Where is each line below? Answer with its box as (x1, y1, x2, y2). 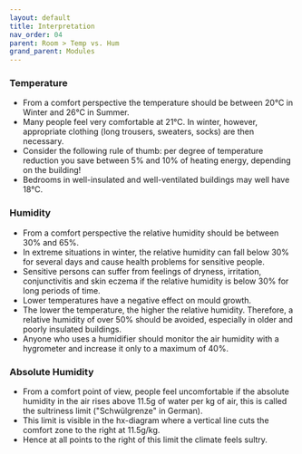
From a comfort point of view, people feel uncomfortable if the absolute (22, 386, 290, 397)
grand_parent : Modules (9, 47, 95, 56)
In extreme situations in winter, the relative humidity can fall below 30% (22, 246, 290, 257)
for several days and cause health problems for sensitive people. (22, 256, 265, 267)
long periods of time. (22, 285, 102, 295)
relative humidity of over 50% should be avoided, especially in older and (22, 314, 293, 324)
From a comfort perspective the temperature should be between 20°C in (22, 97, 293, 109)
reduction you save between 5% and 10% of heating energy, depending (22, 155, 292, 166)
